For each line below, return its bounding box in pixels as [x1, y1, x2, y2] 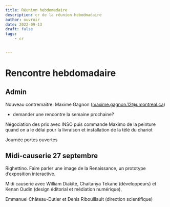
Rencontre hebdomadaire [5, 67, 116, 79]
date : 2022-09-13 [5, 22, 42, 27]
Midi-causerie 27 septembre [5, 152, 98, 160]
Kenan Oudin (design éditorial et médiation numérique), [5, 186, 122, 192]
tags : [5, 31, 17, 36]
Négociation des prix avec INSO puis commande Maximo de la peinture [5, 121, 156, 127]
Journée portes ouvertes [5, 137, 58, 143]
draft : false [5, 27, 33, 32]
